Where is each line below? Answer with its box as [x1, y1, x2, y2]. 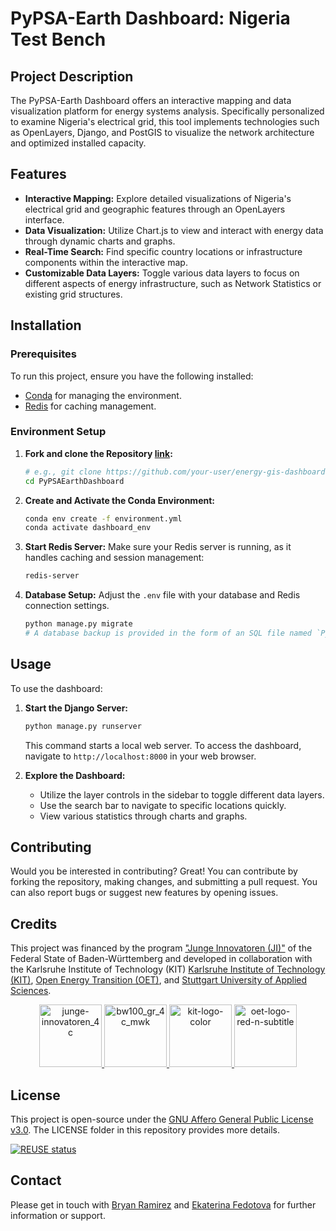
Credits [10, 915, 58, 932]
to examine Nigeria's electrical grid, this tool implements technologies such [10, 116, 320, 127]
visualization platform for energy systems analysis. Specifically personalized [10, 105, 325, 117]
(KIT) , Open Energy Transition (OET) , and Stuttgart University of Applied [10, 974, 308, 986]
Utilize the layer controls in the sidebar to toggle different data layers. [39, 788, 325, 801]
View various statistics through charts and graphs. [39, 810, 248, 822]
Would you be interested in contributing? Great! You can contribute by [10, 865, 298, 877]
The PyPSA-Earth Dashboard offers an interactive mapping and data [10, 95, 292, 106]
